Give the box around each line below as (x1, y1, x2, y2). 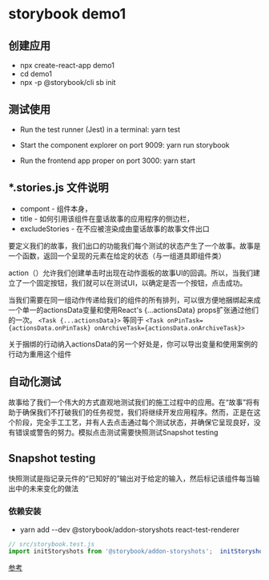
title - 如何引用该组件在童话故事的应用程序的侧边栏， (19, 213, 195, 223)
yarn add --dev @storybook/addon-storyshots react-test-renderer (19, 525, 240, 534)
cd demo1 (19, 69, 52, 79)
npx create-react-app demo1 (19, 61, 114, 70)
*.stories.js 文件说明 (8, 181, 110, 195)
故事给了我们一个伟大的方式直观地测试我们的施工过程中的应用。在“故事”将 (8, 398, 254, 408)
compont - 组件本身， (19, 204, 92, 213)
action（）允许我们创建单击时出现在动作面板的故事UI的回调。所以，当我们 (8, 268, 254, 278)
